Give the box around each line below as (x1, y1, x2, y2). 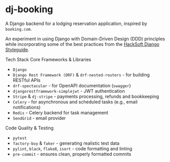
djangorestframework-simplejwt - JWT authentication (12, 88, 125, 94)
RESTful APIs (12, 77, 41, 83)
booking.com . (5, 25, 32, 32)
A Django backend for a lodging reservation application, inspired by (5, 20, 148, 26)
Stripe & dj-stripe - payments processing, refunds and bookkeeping (12, 93, 159, 99)
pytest (12, 136, 27, 141)
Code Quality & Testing (5, 125, 54, 131)
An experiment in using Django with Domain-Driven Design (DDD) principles (5, 36, 165, 42)
